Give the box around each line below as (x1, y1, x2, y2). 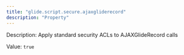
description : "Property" (6, 15, 69, 21)
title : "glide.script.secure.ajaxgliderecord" (6, 8, 126, 15)
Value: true (6, 43, 35, 50)
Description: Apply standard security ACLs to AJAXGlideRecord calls (6, 31, 178, 38)
